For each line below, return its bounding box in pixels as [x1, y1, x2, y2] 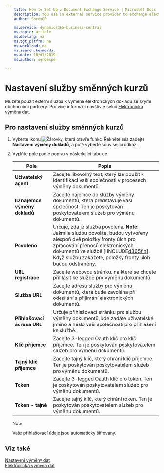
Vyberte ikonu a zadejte [12, 136, 145, 142]
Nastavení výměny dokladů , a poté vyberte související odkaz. [12, 142, 138, 148]
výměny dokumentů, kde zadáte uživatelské [53, 315, 154, 322]
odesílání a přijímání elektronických [53, 295, 134, 301]
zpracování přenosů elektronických [53, 242, 134, 249]
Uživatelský [14, 174, 43, 181]
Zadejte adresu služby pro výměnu [53, 282, 133, 289]
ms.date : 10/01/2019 [14, 52, 56, 57]
